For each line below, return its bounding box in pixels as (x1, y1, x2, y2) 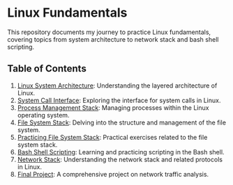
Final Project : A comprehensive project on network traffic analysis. (17, 170, 209, 178)
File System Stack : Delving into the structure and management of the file (17, 118, 227, 127)
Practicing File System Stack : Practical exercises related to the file (17, 133, 208, 141)
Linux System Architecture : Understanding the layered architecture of (17, 81, 218, 90)
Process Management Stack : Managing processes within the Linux (17, 103, 209, 112)
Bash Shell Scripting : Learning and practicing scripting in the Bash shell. (17, 147, 225, 156)
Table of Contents (7, 63, 87, 74)
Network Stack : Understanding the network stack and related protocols (17, 155, 223, 163)
